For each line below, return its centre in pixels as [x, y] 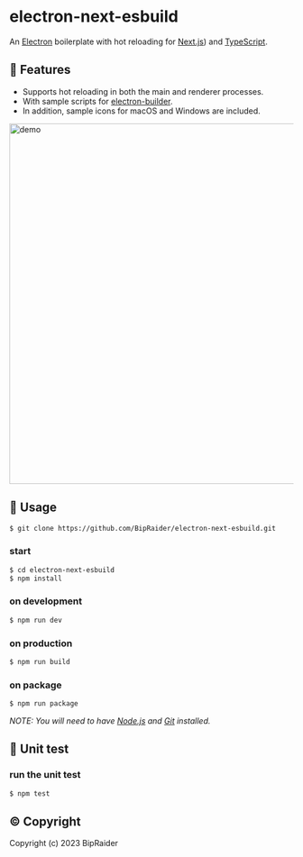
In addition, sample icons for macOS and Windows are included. [142, 111]
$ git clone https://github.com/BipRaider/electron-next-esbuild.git [143, 528]
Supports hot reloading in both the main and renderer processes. [143, 91]
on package [36, 685]
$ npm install [36, 579]
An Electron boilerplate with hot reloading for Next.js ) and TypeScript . [138, 41]
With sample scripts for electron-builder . [97, 101]
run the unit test [45, 775]
